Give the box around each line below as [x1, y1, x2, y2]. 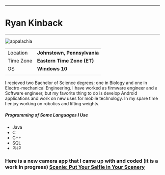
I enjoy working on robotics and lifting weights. [5, 100, 100, 106]
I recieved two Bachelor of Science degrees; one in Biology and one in [5, 80, 147, 86]
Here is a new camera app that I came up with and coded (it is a [5, 157, 158, 164]
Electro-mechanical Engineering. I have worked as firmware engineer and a [5, 85, 158, 91]
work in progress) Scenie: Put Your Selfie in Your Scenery [5, 163, 145, 170]
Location [7, 49, 28, 56]
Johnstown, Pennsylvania [37, 49, 99, 56]
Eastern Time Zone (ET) [37, 57, 94, 64]
